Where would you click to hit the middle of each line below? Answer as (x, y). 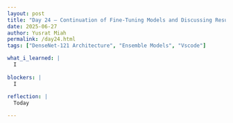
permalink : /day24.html (42, 39)
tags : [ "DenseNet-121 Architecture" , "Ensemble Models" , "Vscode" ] (107, 46)
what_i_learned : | (34, 58)
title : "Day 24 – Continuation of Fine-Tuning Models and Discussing (110, 20)
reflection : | (28, 97)
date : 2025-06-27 (32, 26)
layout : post (26, 13)
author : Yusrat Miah (37, 33)
